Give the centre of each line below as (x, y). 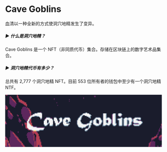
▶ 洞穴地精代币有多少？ (30, 68)
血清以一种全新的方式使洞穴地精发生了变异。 (51, 23)
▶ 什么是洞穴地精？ (25, 36)
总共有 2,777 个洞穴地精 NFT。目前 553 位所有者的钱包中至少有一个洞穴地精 (83, 81)
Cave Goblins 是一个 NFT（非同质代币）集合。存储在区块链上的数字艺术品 (81, 49)
